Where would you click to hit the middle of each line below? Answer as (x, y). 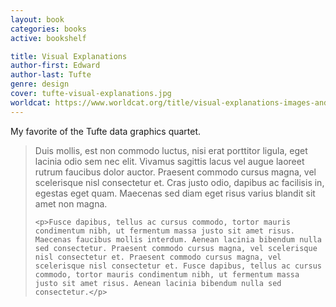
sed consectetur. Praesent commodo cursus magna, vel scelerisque (176, 248)
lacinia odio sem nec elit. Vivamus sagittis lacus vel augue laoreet (169, 161)
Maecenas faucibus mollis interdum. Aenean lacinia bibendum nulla (178, 239)
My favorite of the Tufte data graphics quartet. (106, 131)
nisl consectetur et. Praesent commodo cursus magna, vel (158, 257)
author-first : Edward (55, 66)
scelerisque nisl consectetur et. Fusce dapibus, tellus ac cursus (178, 266)
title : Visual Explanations (69, 56)
